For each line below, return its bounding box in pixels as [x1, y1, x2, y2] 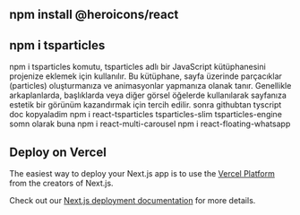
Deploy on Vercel [9, 144, 107, 159]
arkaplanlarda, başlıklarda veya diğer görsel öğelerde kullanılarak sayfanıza [9, 90, 287, 101]
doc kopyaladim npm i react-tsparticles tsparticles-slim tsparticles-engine [9, 109, 282, 120]
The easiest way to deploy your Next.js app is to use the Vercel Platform [9, 168, 276, 179]
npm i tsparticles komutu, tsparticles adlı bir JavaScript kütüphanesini [9, 62, 266, 73]
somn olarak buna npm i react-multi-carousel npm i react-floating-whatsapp [9, 118, 291, 129]
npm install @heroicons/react [9, 7, 179, 22]
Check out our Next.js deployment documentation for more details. [9, 195, 256, 206]
